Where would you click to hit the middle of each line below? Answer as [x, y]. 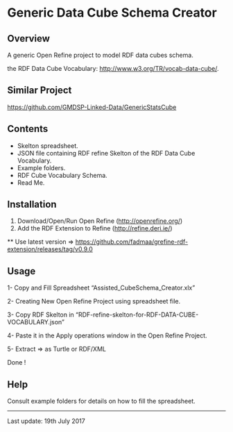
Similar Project [40, 91]
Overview [29, 39]
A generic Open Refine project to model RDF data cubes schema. [101, 55]
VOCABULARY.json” [36, 322]
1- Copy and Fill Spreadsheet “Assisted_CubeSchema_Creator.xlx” [101, 288]
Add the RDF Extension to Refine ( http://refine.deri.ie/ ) [95, 229]
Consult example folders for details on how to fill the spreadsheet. [101, 401]
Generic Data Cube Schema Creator [112, 13]
